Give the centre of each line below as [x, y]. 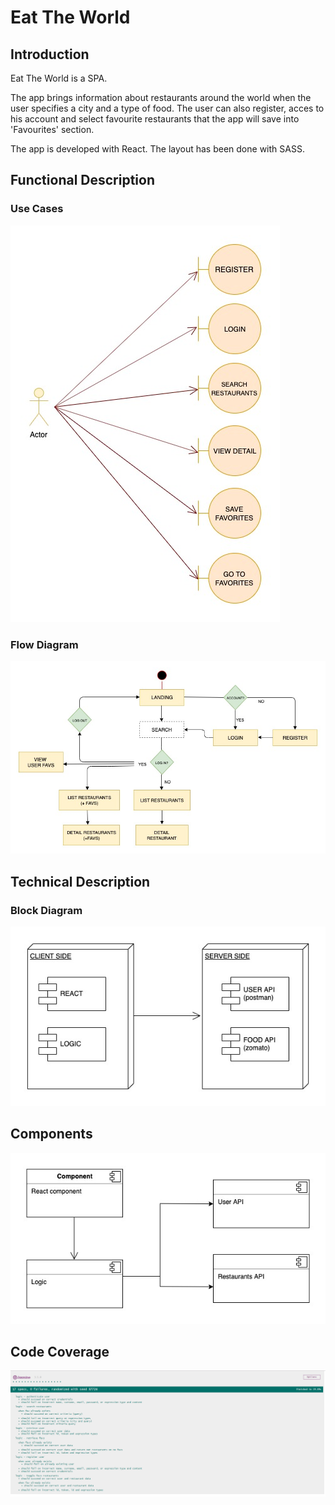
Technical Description [80, 881]
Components [51, 1134]
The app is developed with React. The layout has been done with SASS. [157, 149]
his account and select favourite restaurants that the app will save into [155, 119]
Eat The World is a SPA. [59, 78]
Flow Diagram [44, 644]
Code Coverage [60, 1351]
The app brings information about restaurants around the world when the [161, 97]
